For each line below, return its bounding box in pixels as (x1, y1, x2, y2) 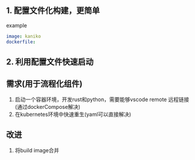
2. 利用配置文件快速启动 (6, 57, 94, 67)
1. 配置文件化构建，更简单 (6, 5, 100, 16)
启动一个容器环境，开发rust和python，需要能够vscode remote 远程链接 (14, 96, 189, 103)
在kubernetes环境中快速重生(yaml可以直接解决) (14, 111, 131, 118)
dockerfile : (6, 39, 36, 45)
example (6, 21, 27, 29)
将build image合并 (14, 146, 59, 153)
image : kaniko (6, 33, 42, 39)
